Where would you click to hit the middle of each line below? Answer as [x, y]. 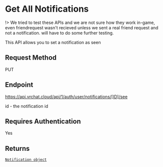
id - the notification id [27, 106]
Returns [18, 148]
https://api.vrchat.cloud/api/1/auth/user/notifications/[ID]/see [66, 97]
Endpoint [19, 85]
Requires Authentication [43, 121]
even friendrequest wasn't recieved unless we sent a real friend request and [82, 27]
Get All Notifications [47, 9]
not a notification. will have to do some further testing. [59, 33]
